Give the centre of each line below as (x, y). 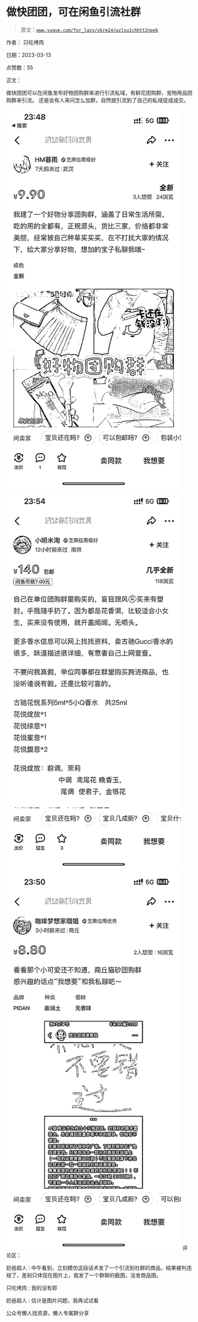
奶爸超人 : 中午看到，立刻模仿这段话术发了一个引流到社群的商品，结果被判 (96, 1267)
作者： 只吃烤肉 (25, 42)
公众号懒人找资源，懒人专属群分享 (48, 1313)
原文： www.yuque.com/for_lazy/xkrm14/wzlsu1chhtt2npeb (89, 30)
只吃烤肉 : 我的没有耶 (32, 1288)
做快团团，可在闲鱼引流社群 (74, 12)
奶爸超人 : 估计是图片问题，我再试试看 (52, 1300)
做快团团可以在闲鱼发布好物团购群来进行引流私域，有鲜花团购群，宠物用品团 (99, 93)
